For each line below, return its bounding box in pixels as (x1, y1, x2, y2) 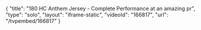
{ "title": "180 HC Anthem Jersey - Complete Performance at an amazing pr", (5, 5, 196, 12)
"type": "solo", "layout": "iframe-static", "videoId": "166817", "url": (5, 11, 169, 18)
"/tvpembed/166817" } (5, 18, 61, 24)
